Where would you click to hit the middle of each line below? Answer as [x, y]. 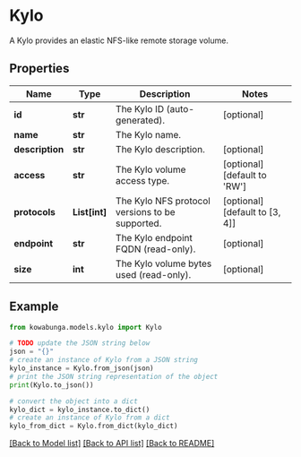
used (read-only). [153, 274]
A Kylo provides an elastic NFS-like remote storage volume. [119, 40]
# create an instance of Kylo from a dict [90, 418]
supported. [138, 223]
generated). [140, 120]
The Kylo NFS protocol [163, 201]
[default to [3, [252, 211]
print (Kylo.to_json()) [52, 385]
